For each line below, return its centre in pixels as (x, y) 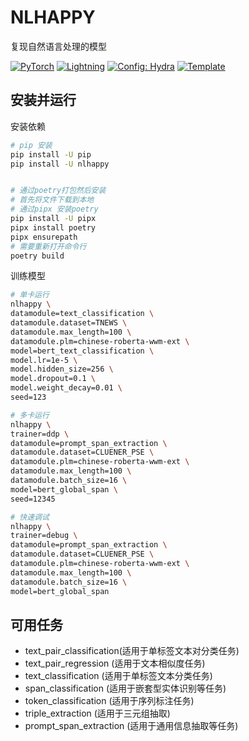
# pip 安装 (31, 145)
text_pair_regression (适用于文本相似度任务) (115, 663)
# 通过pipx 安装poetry (54, 209)
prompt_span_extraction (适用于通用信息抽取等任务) (131, 726)
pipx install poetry (53, 227)
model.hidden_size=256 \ (62, 369)
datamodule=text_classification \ (82, 314)
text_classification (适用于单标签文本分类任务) (118, 676)
